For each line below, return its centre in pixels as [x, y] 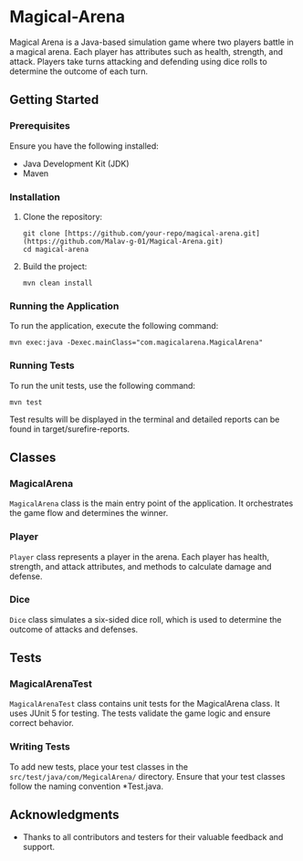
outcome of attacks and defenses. [74, 629]
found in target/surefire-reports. [70, 429]
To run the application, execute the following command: [114, 326]
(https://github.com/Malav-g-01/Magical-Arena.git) [123, 241]
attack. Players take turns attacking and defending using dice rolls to [138, 61]
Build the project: [55, 266]
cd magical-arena [56, 249]
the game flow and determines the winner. [89, 513]
